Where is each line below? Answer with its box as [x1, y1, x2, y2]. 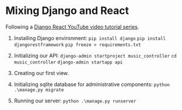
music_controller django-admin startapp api [13, 59, 123, 65]
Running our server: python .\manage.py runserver [13, 97, 136, 104]
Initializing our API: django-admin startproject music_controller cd [13, 52, 177, 59]
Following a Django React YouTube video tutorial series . [5, 23, 139, 30]
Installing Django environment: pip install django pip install [13, 34, 166, 41]
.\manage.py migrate [13, 87, 64, 93]
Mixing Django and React [5, 4, 129, 17]
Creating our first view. [13, 69, 69, 76]
